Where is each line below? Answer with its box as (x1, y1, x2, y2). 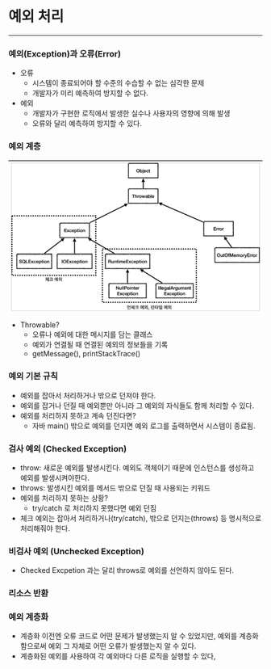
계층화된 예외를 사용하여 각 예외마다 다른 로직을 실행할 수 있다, (19, 651, 216, 661)
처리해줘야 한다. (19, 523, 70, 533)
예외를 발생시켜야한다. (19, 473, 90, 482)
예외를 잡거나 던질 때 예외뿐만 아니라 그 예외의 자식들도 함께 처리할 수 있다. (19, 401, 255, 410)
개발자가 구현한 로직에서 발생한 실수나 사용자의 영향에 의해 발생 (31, 108, 231, 118)
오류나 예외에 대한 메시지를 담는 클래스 (31, 330, 153, 339)
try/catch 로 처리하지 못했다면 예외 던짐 (31, 503, 157, 513)
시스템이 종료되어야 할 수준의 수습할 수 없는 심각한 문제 (31, 78, 205, 88)
